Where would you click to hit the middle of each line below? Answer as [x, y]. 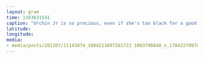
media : [15, 40]
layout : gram [23, 12]
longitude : [20, 34]
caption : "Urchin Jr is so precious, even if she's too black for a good [102, 23]
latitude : [19, 29]
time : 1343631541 [28, 18]
